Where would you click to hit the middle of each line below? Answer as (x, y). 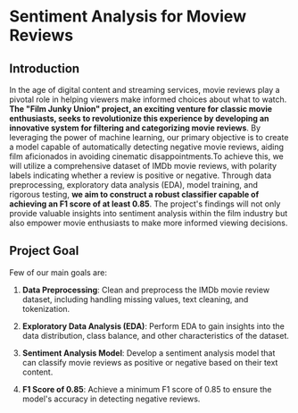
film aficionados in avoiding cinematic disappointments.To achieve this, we (146, 156)
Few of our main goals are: (58, 272)
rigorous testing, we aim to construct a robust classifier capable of (134, 194)
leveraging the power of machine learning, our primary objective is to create (149, 137)
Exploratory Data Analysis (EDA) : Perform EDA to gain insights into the (153, 326)
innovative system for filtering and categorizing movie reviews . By (135, 128)
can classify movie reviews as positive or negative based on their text (150, 362)
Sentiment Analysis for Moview (128, 17)
